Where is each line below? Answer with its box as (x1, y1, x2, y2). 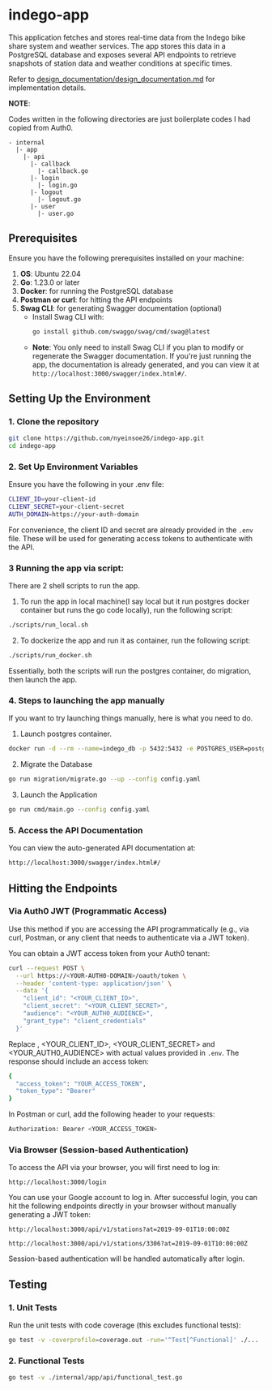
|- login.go (37, 181, 79, 189)
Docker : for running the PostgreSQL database (19, 286, 174, 295)
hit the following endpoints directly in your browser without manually (8, 1201, 237, 1211)
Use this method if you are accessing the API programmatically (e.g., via (8, 923, 249, 934)
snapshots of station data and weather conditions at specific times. (8, 58, 232, 68)
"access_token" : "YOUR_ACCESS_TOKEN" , (15, 1079, 147, 1088)
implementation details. (8, 83, 87, 93)
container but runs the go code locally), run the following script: (19, 605, 233, 615)
